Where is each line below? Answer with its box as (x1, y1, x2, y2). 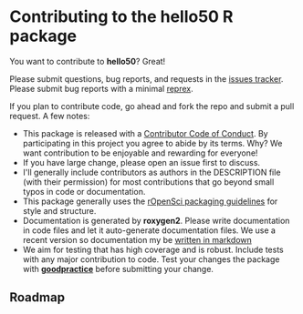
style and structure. (22, 205, 97, 216)
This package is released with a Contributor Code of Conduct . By (22, 127, 268, 138)
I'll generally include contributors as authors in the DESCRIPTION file (22, 167, 281, 177)
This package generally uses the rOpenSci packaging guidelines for (22, 196, 278, 207)
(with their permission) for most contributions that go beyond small (22, 176, 275, 187)
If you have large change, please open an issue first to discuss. (22, 157, 261, 167)
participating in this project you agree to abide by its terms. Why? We (22, 137, 283, 148)
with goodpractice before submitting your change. (22, 263, 214, 274)
